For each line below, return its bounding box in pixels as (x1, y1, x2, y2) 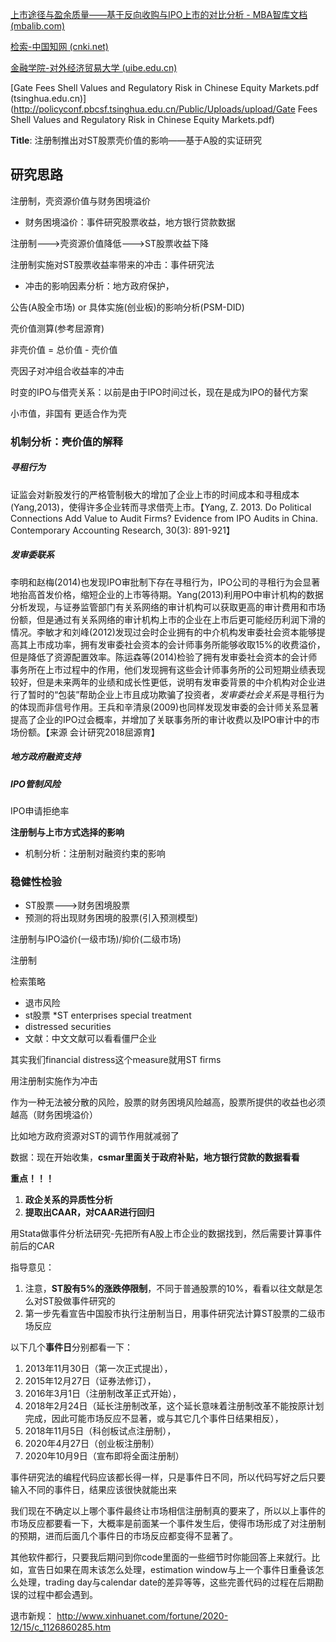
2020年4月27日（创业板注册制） (24, 1438, 160, 1450)
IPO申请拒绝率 (10, 805, 70, 817)
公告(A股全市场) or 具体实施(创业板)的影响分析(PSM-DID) (10, 301, 245, 313)
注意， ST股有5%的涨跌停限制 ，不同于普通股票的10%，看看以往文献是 (24, 1283, 315, 1295)
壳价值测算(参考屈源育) (10, 322, 105, 334)
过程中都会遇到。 (27, 1589, 98, 1601)
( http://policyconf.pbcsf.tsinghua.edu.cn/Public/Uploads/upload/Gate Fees (10, 103, 318, 115)
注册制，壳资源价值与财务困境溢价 (10, 194, 151, 207)
